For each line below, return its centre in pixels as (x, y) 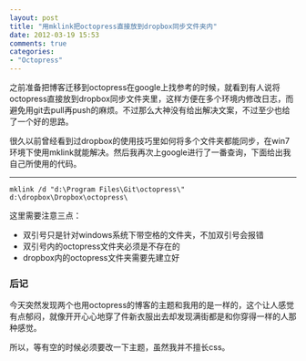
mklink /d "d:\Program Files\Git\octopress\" (97, 190)
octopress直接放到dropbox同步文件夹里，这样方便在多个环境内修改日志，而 (152, 98)
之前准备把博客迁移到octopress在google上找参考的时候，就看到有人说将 (145, 87)
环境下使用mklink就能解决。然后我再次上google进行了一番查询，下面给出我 (150, 152)
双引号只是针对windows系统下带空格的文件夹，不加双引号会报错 (143, 235)
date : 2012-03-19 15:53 (55, 35)
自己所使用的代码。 (46, 164)
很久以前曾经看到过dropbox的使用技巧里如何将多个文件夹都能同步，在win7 (149, 141)
